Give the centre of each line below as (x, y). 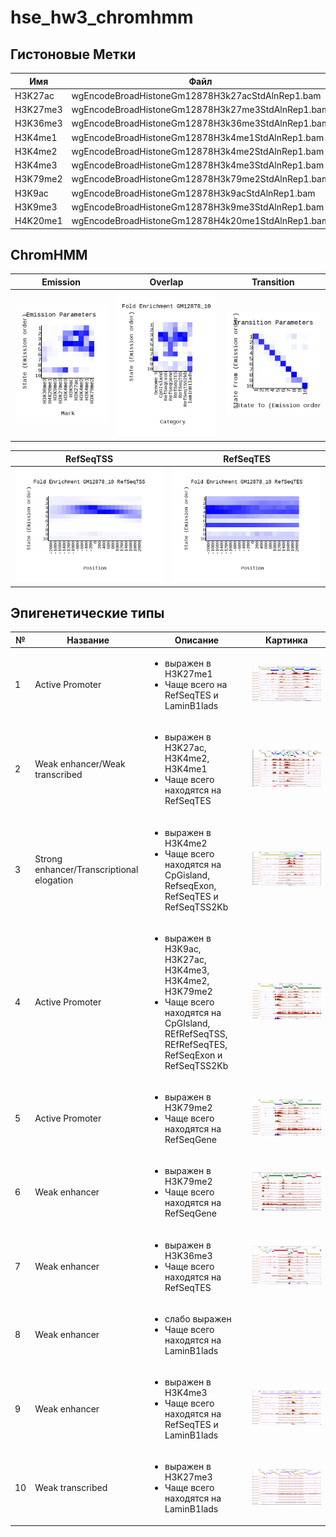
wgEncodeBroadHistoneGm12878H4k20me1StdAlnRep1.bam (200, 220)
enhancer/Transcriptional (86, 870)
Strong (48, 859)
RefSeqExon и (193, 1055)
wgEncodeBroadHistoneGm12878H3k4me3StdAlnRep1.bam (198, 165)
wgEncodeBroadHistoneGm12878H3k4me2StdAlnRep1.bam (198, 151)
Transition (273, 282)
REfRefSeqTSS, (196, 1033)
